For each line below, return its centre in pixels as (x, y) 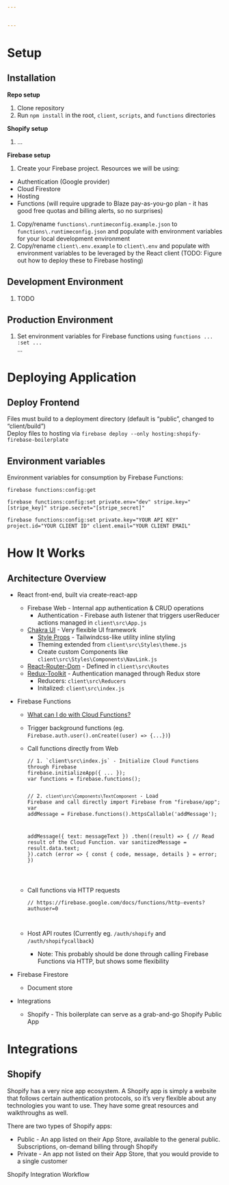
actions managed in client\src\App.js (92, 623)
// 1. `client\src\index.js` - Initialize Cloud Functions (113, 761)
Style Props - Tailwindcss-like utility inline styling (106, 637)
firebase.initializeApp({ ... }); (76, 773)
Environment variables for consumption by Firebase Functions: (95, 477)
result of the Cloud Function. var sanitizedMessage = (107, 842)
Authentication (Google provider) (64, 182)
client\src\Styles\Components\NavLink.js (97, 660)
